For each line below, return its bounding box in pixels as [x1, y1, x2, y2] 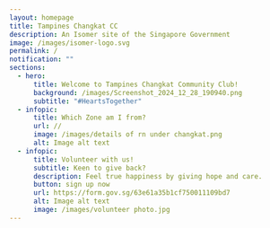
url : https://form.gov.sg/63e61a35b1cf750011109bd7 [32, 189, 231, 197]
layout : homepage [9, 13, 74, 22]
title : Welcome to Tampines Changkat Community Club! [32, 80, 240, 89]
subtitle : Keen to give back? [32, 163, 146, 172]
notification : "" [9, 55, 74, 64]
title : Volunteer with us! [32, 154, 135, 164]
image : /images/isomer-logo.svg [9, 38, 130, 48]
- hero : [17, 72, 47, 81]
